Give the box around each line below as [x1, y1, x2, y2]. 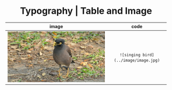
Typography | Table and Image [19, 5, 153, 17]
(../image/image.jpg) [114, 58, 160, 63]
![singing [119, 52, 141, 57]
